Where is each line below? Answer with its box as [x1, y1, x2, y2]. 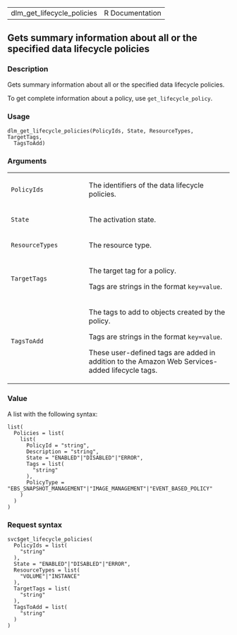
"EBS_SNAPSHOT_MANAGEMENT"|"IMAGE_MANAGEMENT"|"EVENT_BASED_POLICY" [7, 485, 213, 492]
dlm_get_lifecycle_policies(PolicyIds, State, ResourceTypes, [7, 127, 194, 135]
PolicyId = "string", [25, 442, 90, 449]
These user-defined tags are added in [88, 348, 216, 358]
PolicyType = [25, 479, 65, 486]
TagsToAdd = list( [13, 603, 68, 610]
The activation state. [88, 215, 157, 225]
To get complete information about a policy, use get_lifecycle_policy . [7, 94, 213, 102]
